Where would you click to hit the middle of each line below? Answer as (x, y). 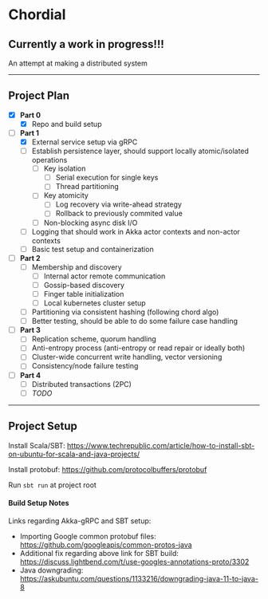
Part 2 (30, 258)
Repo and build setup (67, 124)
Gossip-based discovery (84, 285)
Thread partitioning (87, 187)
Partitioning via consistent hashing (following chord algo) (125, 312)
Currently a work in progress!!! (87, 44)
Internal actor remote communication (104, 276)
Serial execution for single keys (107, 178)
